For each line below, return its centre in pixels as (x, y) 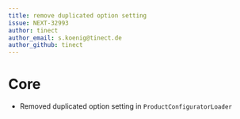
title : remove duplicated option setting (78, 15)
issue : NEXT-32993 (38, 23)
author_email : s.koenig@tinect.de (65, 38)
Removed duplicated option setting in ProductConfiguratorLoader (126, 106)
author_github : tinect (46, 45)
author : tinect (33, 30)
